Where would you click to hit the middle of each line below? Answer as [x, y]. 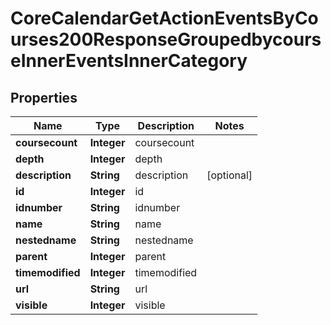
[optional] [229, 175]
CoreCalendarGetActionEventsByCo [164, 18]
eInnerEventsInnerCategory [129, 61]
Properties [44, 97]
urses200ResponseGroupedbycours [166, 39]
